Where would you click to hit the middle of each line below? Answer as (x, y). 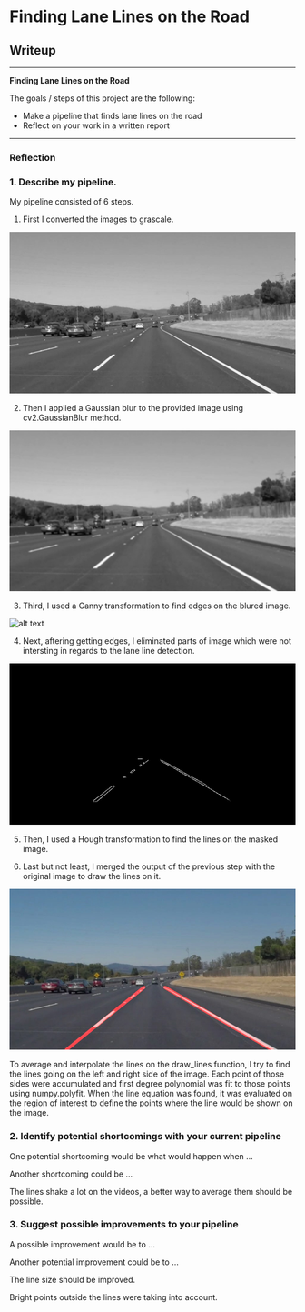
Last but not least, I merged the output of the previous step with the (148, 866)
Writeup (33, 50)
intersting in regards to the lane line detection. (108, 651)
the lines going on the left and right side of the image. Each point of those (147, 1074)
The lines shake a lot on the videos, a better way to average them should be (151, 1191)
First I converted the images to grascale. (98, 219)
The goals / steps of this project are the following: (102, 98)
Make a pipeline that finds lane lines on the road (112, 116)
